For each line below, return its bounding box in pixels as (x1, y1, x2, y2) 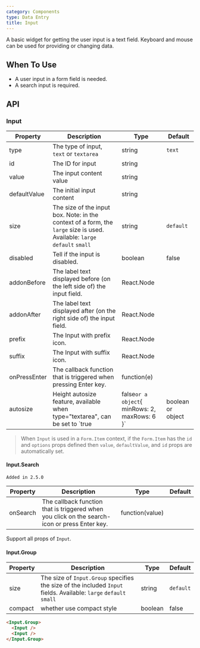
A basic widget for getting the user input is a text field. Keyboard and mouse (6, 36, 193, 43)
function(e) (121, 372, 154, 381)
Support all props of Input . (6, 535, 71, 542)
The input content (52, 169, 102, 177)
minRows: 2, (121, 405, 156, 413)
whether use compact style (40, 605, 117, 613)
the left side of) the (52, 282, 106, 290)
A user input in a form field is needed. (14, 76, 108, 83)
